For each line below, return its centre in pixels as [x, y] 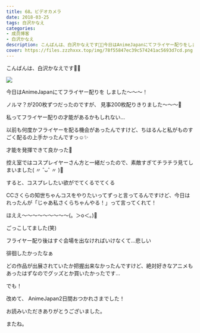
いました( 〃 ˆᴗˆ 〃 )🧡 [37, 169]
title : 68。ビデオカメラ [34, 12]
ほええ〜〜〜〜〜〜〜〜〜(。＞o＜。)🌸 [52, 215]
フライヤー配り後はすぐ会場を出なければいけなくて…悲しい [79, 240]
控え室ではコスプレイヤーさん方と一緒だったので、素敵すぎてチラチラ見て [97, 162]
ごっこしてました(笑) [32, 228]
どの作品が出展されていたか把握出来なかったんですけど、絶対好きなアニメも [100, 266]
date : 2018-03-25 [28, 17]
